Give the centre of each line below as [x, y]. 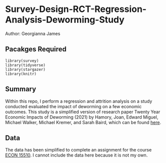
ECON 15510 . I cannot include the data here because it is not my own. [77, 155]
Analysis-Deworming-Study [65, 20]
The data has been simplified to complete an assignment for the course [79, 150]
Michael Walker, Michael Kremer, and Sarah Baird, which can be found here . [83, 122]
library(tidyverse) [25, 65]
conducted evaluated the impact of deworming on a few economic [74, 106]
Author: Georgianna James [33, 33]
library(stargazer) [25, 69]
